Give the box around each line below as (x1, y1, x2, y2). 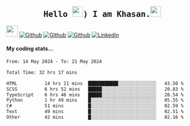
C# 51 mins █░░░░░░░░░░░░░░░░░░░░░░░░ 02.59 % (6, 103, 184, 109)
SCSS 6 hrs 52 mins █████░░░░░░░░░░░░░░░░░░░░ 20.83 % (6, 86, 184, 92)
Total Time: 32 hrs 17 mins (6, 69, 78, 76)
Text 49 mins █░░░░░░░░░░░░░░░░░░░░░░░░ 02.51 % (6, 108, 184, 115)
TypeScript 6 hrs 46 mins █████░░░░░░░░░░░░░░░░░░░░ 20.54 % (6, 91, 184, 98)
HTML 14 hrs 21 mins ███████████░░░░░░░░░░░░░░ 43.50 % (6, 80, 184, 87)
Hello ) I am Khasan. (43, 10, 151, 19)
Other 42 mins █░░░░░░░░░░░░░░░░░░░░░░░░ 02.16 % (6, 114, 184, 121)
